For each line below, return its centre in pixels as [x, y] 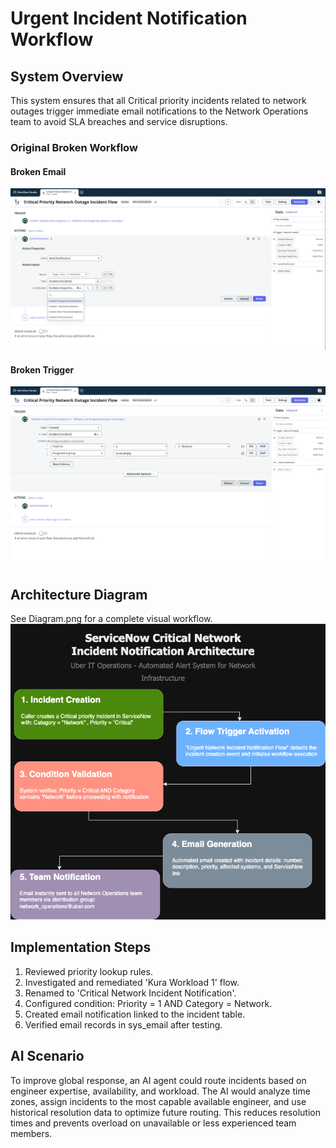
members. [31, 1133]
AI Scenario [47, 1056]
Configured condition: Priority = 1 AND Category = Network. [148, 1003]
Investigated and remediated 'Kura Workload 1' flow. [132, 982]
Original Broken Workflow [74, 147]
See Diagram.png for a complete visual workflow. [111, 618]
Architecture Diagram [79, 594]
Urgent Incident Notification [129, 18]
